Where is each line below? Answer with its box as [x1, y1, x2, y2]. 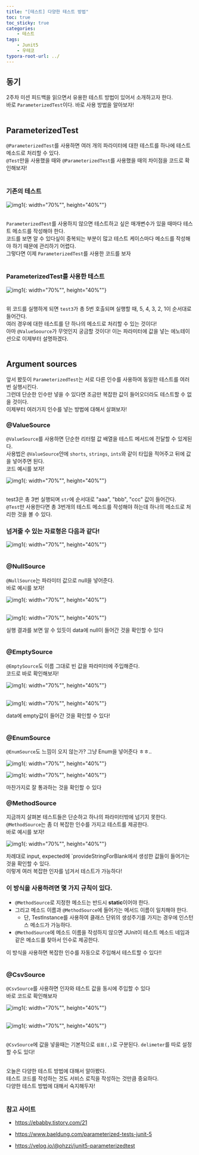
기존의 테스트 [6, 187, 42, 195]
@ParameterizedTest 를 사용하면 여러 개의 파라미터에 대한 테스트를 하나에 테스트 [6, 142, 191, 149]
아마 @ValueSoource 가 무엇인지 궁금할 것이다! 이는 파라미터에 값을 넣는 [6, 327, 170, 335]
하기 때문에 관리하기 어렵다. [12, 242, 76, 249]
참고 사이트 [6, 1105, 36, 1113]
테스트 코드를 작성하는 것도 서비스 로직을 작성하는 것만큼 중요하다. [6, 1075, 159, 1082]
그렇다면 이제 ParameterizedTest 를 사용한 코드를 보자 [6, 249, 131, 257]
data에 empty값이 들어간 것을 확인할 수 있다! [6, 712, 110, 719]
